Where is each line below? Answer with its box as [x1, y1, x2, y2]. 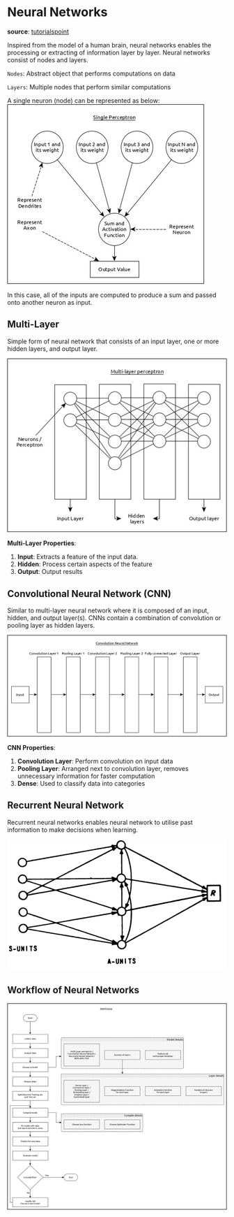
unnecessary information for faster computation [17, 772, 155, 780]
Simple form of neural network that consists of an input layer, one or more [7, 337, 219, 345]
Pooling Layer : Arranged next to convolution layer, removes [17, 765, 189, 773]
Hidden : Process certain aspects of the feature [17, 560, 153, 568]
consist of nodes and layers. [7, 55, 88, 64]
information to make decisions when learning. [7, 826, 138, 834]
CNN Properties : [7, 744, 56, 752]
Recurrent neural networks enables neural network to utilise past [7, 818, 193, 826]
